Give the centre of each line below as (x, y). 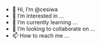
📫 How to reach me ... (40, 36)
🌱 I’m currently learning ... (45, 22)
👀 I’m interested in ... (38, 16)
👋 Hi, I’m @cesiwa (35, 9)
